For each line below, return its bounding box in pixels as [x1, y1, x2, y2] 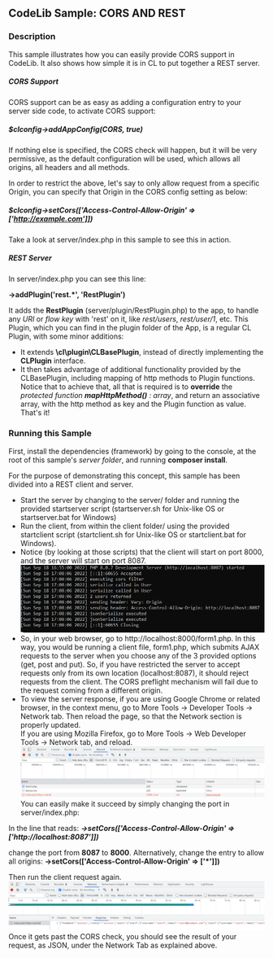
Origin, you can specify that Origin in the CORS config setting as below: [8, 186, 248, 196]
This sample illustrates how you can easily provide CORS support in [8, 49, 235, 59]
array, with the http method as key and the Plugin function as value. [19, 399, 246, 409]
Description [8, 31, 56, 42]
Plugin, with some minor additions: [8, 331, 124, 341]
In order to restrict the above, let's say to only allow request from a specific [8, 178, 260, 188]
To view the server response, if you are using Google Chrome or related [19, 693, 261, 703]
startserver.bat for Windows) [19, 512, 117, 522]
